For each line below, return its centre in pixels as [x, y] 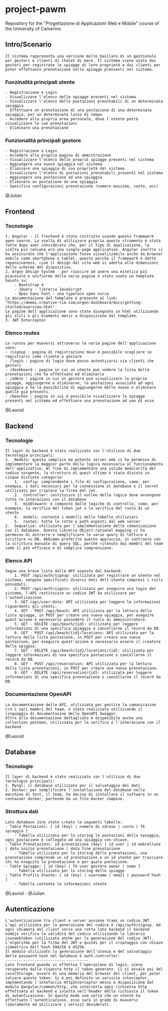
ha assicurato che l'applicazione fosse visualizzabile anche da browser [84, 254]
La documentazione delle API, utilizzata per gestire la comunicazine [81, 705]
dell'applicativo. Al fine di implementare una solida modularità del [81, 469]
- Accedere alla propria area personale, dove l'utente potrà [72, 119]
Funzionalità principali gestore [43, 140]
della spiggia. [21, 646]
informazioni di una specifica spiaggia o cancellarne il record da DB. [83, 629]
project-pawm [36, 9]
